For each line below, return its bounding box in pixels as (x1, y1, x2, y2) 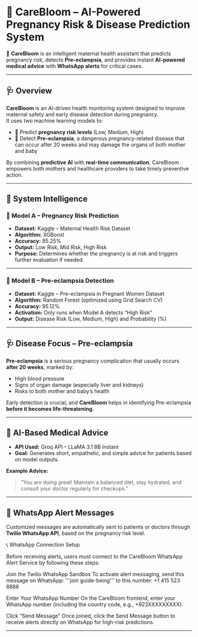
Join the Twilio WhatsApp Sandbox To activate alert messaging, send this (6, 571, 184, 578)
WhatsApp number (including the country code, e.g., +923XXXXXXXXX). (6, 601, 184, 608)
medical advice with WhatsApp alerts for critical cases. (6, 62, 143, 70)
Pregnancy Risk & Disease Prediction (6, 18, 190, 31)
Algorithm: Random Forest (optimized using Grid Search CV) (14, 296, 163, 303)
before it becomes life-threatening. (6, 405, 94, 412)
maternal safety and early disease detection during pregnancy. (6, 110, 159, 117)
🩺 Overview (6, 86, 52, 96)
